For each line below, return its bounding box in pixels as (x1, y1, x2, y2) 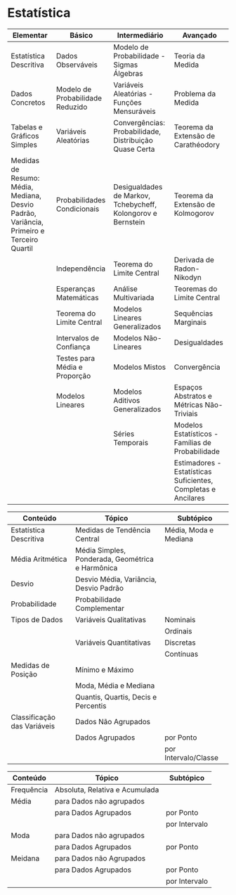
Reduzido (55, 102, 88, 112)
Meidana (11, 853, 40, 863)
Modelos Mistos (113, 362, 166, 372)
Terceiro (11, 234, 39, 244)
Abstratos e (173, 391, 213, 401)
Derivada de (173, 255, 214, 264)
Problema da (173, 89, 216, 98)
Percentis (74, 701, 107, 711)
